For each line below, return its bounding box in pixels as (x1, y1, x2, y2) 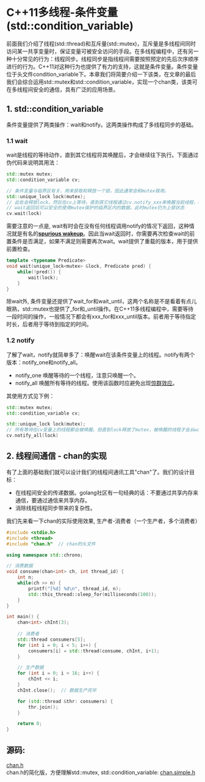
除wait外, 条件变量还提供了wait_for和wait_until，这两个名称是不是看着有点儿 (6, 298, 197, 305)
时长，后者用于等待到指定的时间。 (6, 320, 92, 328)
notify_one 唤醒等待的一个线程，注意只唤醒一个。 (15, 371, 139, 379)
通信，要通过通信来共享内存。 (15, 496, 90, 504)
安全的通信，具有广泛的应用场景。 (32, 86, 119, 93)
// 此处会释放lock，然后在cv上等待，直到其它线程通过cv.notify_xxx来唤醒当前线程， (6, 199, 198, 205)
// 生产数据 (17, 665, 44, 671)
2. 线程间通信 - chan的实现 (6, 451, 107, 462)
